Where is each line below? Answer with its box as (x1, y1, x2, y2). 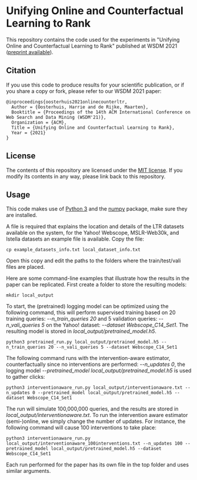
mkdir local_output (6, 292, 54, 298)
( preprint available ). (6, 48, 54, 55)
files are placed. (6, 264, 45, 271)
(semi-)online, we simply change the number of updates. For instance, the (6, 418, 186, 425)
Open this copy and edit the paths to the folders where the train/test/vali (6, 257, 181, 264)
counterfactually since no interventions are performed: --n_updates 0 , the (6, 361, 185, 368)
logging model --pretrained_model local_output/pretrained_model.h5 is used (6, 367, 192, 374)
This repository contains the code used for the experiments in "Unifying (6, 36, 180, 43)
